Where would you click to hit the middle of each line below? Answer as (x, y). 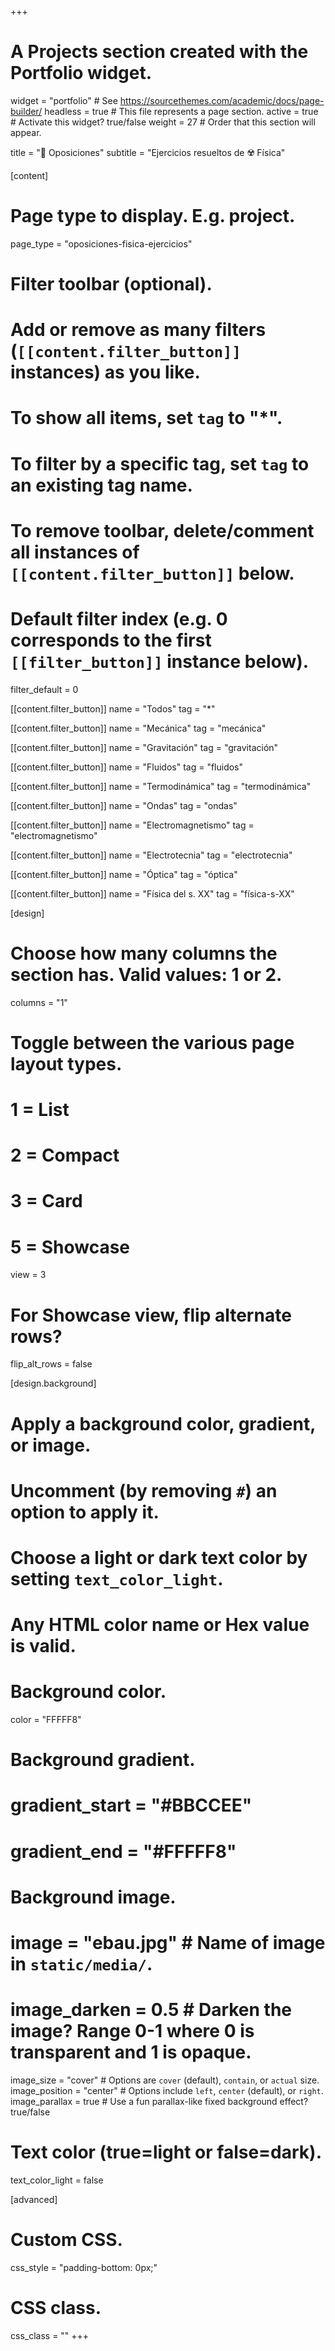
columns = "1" (39, 1002)
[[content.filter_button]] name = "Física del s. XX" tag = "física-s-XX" (152, 893)
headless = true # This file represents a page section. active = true (181, 111)
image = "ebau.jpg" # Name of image (168, 1942)
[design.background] (53, 1383)
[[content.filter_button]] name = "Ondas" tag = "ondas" (124, 805)
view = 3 (28, 1275)
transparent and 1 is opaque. (131, 2052)
